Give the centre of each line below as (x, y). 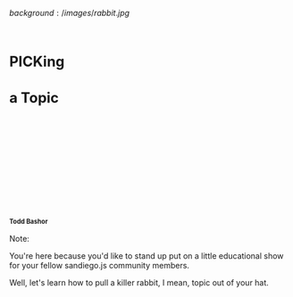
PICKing (37, 62)
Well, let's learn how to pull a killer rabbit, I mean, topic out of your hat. (139, 283)
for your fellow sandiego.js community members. (100, 266)
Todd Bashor (29, 222)
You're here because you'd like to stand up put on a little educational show (146, 256)
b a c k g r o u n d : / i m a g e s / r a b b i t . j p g (70, 13)
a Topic (34, 98)
